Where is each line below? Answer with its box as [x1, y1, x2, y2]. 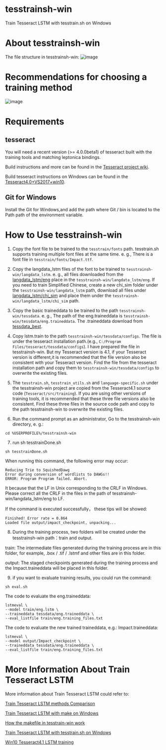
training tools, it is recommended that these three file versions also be [12, 395, 155, 402]
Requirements [5, 116, 64, 127]
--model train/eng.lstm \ [5, 607, 58, 612]
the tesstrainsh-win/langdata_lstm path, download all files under [12, 287, 147, 293]
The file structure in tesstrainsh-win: [5, 54, 79, 60]
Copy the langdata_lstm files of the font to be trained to [12, 266, 125, 272]
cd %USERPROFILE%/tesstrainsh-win [5, 431, 77, 436]
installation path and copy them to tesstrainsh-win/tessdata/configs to [12, 365, 160, 371]
